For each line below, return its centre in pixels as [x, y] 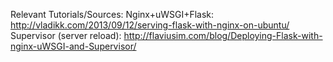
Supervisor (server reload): [66, 35]
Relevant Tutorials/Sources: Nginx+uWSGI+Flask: [112, 14]
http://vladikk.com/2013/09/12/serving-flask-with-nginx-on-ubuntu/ [150, 25]
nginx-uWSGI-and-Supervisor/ [73, 46]
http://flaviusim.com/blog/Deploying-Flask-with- [223, 35]
